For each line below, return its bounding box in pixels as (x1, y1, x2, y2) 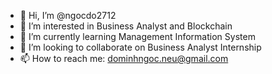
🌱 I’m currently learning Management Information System (19, 31, 256, 42)
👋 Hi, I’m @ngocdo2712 (19, 10, 117, 21)
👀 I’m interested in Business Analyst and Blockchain (19, 20, 233, 32)
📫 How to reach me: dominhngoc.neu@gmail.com (19, 53, 229, 64)
